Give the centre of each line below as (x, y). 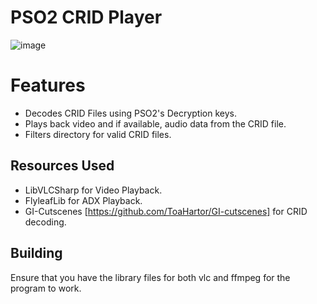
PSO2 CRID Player (86, 17)
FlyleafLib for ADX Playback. (83, 200)
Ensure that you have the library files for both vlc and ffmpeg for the (150, 277)
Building (36, 253)
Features (48, 85)
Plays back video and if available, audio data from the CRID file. (155, 123)
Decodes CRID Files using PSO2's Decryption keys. (130, 113)
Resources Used (62, 166)
